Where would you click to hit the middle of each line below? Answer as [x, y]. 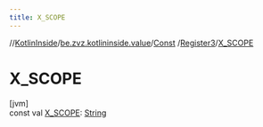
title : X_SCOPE [37, 17]
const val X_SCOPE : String [58, 113]
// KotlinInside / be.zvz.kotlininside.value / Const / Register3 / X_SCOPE [131, 43]
